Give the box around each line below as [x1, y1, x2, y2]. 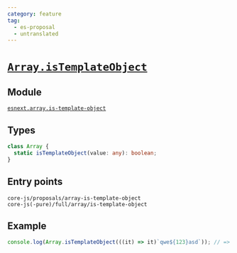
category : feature [7, 10, 62, 18]
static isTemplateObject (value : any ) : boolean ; [13, 150, 158, 157]
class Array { [7, 143, 50, 150]
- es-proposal [13, 23, 55, 30]
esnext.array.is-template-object [7, 105, 106, 112]
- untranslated [13, 30, 59, 38]
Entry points [7, 176, 63, 188]
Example [7, 220, 47, 232]
